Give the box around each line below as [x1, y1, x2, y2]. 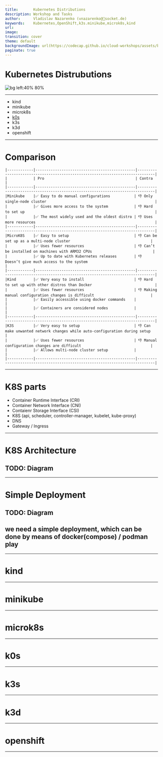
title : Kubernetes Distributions [5, 7, 86, 12]
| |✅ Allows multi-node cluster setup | [5, 348, 137, 353]
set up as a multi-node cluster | [5, 239, 153, 244]
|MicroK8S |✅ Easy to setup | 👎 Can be [5, 233, 158, 239]
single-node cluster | [5, 199, 158, 204]
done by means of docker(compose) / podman [5, 533, 148, 541]
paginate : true [5, 48, 36, 53]
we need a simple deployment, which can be [5, 525, 142, 534]
